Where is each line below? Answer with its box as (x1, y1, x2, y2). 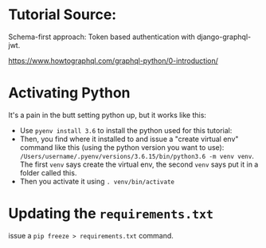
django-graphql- (196, 32, 252, 41)
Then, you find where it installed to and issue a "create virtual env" (19, 134, 239, 144)
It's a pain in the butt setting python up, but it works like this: (8, 110, 207, 120)
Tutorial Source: (8, 6, 117, 24)
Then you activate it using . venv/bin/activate (19, 176, 175, 186)
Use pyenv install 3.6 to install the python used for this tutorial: (19, 125, 233, 135)
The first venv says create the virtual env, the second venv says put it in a (19, 159, 259, 169)
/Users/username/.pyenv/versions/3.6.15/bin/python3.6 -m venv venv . (19, 151, 255, 160)
